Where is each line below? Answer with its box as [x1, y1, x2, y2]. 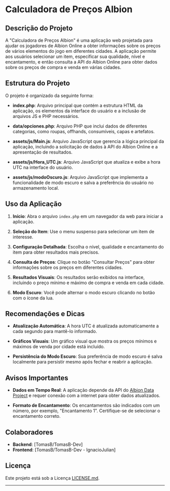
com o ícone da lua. [12, 295, 54, 301]
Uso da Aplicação [5, 200, 62, 208]
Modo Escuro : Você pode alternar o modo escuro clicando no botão [12, 289, 155, 295]
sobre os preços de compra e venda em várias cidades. [5, 65, 121, 70]
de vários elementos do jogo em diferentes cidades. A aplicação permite [5, 48, 157, 54]
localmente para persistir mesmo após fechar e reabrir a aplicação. [12, 359, 153, 365]
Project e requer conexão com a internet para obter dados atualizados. [12, 392, 160, 398]
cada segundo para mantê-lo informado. [12, 328, 98, 334]
